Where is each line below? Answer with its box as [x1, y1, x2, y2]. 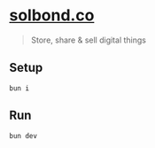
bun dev [9, 131, 38, 140]
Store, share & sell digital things [30, 35, 146, 45]
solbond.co [9, 5, 95, 26]
